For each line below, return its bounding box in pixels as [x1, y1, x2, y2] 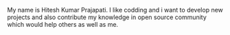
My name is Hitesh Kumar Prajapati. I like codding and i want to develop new [7, 6, 223, 14]
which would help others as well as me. [7, 21, 119, 28]
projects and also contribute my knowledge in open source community [7, 13, 207, 21]
